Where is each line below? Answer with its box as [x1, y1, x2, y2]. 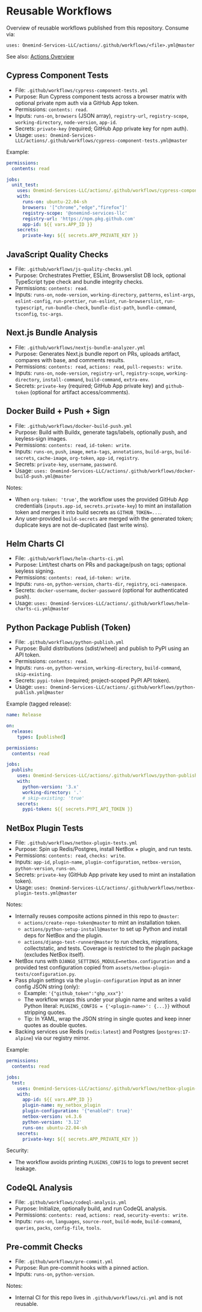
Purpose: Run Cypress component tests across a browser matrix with [14, 92, 188, 100]
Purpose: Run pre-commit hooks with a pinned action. [14, 1264, 149, 1271]
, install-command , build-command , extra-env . [39, 375, 150, 383]
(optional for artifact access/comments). [29, 388, 130, 396]
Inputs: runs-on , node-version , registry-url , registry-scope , [14, 369, 165, 377]
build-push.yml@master [14, 473, 72, 479]
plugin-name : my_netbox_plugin [22, 1103, 101, 1109]
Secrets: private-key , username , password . [14, 460, 118, 468]
